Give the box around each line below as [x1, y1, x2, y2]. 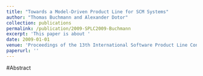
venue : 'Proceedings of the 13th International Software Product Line [6, 42, 188, 48]
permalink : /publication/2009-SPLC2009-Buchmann [6, 25, 131, 32]
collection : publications [6, 20, 71, 26]
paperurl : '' [6, 48, 39, 54]
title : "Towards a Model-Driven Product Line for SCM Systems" [6, 8, 169, 15]
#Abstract [6, 64, 31, 71]
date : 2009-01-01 [6, 37, 50, 42]
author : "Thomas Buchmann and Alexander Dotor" [6, 14, 129, 20]
